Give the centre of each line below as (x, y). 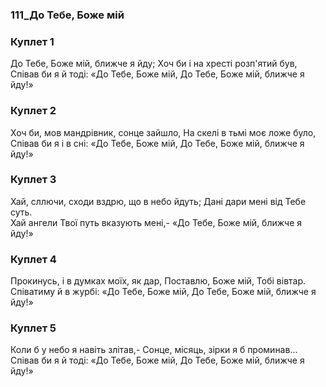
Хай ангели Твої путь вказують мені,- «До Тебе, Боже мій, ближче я (156, 222)
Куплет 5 (33, 328)
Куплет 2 (33, 111)
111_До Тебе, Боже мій (67, 15)
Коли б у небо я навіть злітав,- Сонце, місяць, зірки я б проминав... (154, 350)
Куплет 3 (33, 180)
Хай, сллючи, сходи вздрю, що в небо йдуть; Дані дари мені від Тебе (158, 201)
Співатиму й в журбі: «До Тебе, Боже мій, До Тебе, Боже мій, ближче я (163, 292)
